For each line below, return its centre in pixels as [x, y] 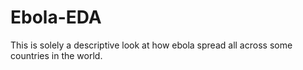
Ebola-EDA [56, 17]
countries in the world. [56, 55]
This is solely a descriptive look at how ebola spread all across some [151, 45]
